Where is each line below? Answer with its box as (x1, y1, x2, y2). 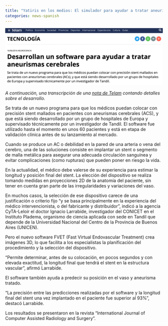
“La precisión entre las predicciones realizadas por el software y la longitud (5, 289, 160, 295)
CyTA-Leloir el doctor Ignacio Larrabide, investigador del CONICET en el (5, 208, 154, 214)
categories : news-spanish (5, 13, 59, 18)
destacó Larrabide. (5, 300, 44, 306)
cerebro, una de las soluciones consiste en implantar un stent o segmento (5, 146, 157, 152)
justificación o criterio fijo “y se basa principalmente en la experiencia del (5, 197, 156, 203)
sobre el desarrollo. (5, 95, 45, 101)
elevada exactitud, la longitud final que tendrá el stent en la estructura (5, 259, 149, 265)
